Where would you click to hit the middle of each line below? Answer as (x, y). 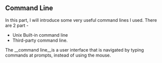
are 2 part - (17, 25)
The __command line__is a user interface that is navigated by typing (75, 50)
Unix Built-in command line (40, 35)
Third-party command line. (40, 40)
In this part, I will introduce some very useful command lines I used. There (81, 20)
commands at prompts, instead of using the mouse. (58, 55)
